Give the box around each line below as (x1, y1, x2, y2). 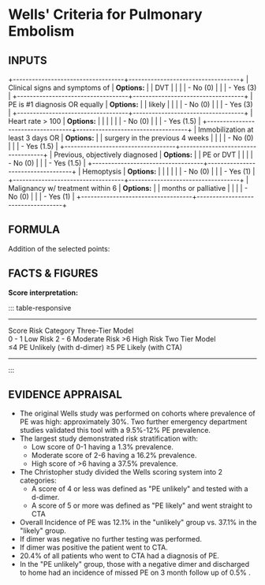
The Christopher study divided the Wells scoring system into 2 (19, 468, 223, 477)
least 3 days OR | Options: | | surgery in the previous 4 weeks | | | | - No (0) (8, 133, 254, 143)
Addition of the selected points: (8, 244, 110, 253)
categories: (19, 475, 57, 486)
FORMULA (8, 223, 61, 237)
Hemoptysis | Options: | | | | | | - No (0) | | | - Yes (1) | (82, 167, 256, 176)
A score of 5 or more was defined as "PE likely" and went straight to (31, 501, 252, 510)
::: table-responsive (8, 303, 72, 312)
